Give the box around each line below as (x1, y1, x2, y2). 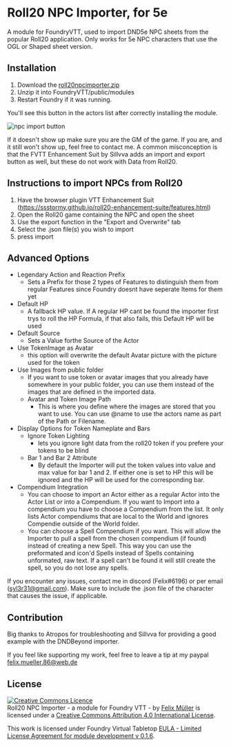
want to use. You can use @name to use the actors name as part (37, 410, 222, 418)
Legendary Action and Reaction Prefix (17, 270, 125, 279)
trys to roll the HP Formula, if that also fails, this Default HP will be (27, 315, 214, 323)
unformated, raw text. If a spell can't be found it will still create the (27, 557, 216, 565)
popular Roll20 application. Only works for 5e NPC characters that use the (7, 34, 218, 43)
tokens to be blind (37, 446, 90, 455)
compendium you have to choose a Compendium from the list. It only (27, 505, 224, 513)
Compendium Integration (17, 483, 88, 491)
